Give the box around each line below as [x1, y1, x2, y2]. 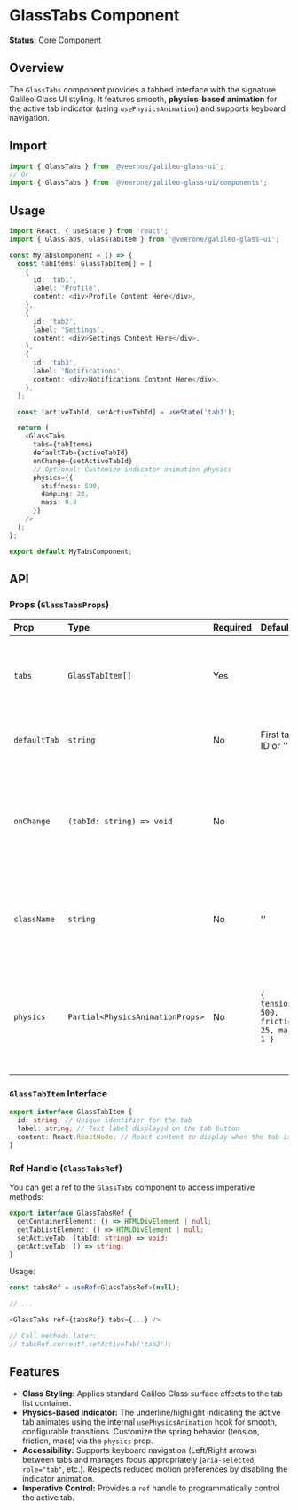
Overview [9, 60, 65, 76]
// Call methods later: [9, 1331, 98, 1341]
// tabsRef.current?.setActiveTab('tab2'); [9, 1339, 173, 1348]
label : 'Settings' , [32, 325, 105, 334]
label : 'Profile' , [32, 284, 101, 293]
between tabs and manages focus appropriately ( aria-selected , [21, 1454, 256, 1465]
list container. [21, 1397, 72, 1408]
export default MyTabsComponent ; [9, 547, 133, 556]
